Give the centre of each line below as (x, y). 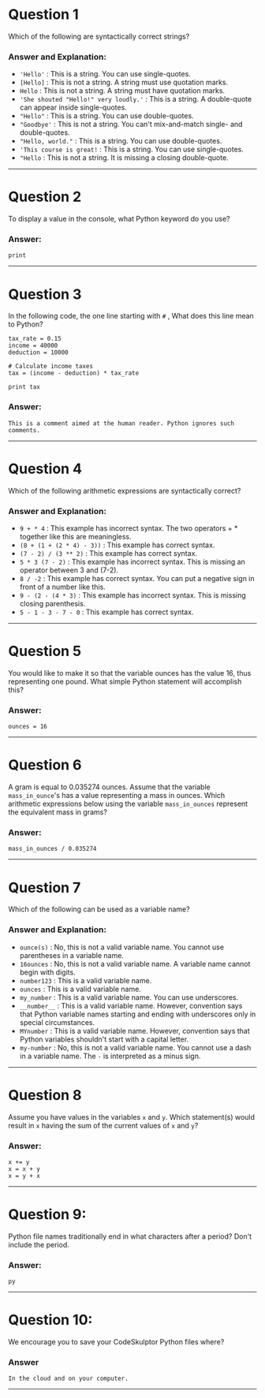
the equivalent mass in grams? (58, 812)
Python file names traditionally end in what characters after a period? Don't (130, 1236)
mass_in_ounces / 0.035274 (52, 849)
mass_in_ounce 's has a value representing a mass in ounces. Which (117, 796)
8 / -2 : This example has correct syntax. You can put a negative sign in (137, 578)
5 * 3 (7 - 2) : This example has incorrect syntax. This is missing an (132, 561)
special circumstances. (57, 1022)
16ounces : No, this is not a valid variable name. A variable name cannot (135, 964)
